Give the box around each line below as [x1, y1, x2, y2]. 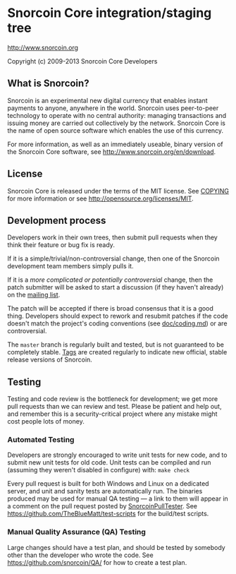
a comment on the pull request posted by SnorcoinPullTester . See [7, 502, 198, 510]
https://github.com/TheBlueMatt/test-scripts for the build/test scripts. [7, 510, 209, 518]
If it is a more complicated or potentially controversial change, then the [7, 275, 213, 284]
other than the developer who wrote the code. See [7, 551, 154, 559]
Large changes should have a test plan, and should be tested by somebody [7, 543, 225, 551]
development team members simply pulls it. [7, 262, 134, 270]
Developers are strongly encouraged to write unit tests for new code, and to [7, 450, 228, 460]
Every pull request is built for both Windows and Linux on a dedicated [7, 479, 209, 488]
